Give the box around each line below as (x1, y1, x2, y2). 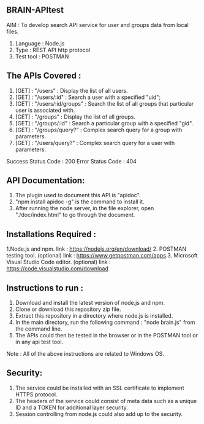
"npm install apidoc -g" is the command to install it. (15, 198, 145, 205)
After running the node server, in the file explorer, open (15, 205, 154, 212)
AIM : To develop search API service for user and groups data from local (6, 21, 189, 28)
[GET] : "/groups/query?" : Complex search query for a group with (15, 126, 183, 133)
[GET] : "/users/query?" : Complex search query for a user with (15, 139, 175, 146)
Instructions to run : (6, 283, 84, 293)
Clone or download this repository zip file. (15, 305, 121, 313)
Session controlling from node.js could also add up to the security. (15, 410, 183, 417)
